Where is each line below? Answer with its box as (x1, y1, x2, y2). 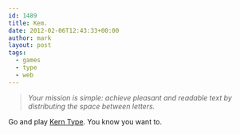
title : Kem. (8, 19, 48, 27)
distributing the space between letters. (27, 101, 155, 111)
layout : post (8, 41, 52, 49)
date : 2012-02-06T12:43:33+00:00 (8, 26, 120, 34)
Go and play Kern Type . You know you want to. (8, 116, 163, 126)
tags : (8, 49, 26, 57)
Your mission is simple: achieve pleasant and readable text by (27, 93, 233, 102)
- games (15, 57, 41, 65)
